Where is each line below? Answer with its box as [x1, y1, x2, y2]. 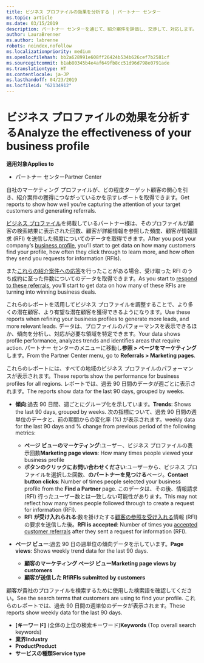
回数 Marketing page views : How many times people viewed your [29, 449, 193, 456]
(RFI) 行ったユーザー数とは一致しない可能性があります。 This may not [24, 492, 197, 500]
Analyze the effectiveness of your [17, 126, 192, 140]
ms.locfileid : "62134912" [6, 83, 72, 89]
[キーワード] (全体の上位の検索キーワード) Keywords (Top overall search [15, 621, 196, 628]
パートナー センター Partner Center [15, 173, 102, 180]
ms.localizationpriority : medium [6, 49, 91, 55]
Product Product [15, 642, 56, 650]
